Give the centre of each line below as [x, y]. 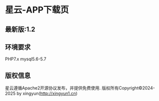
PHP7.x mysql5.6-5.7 [26, 59]
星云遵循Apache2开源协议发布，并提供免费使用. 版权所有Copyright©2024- [80, 88]
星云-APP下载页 [37, 10]
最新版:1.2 [20, 29]
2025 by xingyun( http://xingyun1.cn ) [41, 94]
